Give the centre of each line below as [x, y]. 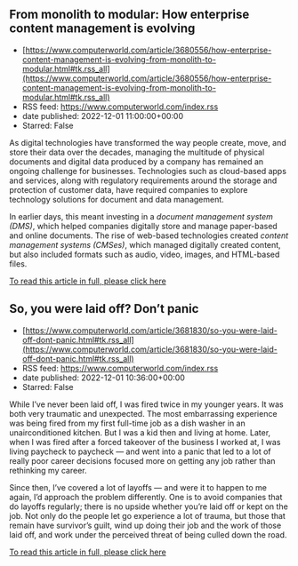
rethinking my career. [48, 470]
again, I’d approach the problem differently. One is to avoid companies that [146, 497]
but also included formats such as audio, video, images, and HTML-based [145, 254]
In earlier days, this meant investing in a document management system [141, 216]
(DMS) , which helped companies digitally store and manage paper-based [143, 226]
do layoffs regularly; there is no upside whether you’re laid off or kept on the [149, 506]
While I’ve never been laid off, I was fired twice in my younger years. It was [146, 404]
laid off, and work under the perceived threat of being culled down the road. [148, 534]
